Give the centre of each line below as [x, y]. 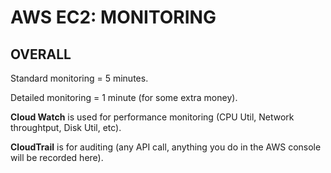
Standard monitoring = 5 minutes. [79, 78]
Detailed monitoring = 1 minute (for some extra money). [124, 97]
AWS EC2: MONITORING [113, 17]
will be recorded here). [57, 157]
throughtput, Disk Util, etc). [66, 127]
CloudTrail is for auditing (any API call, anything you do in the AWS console [166, 147]
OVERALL [41, 54]
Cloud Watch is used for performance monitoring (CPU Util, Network [152, 117]
